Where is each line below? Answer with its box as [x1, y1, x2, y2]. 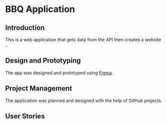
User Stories [5, 112, 45, 120]
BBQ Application [5, 3, 75, 15]
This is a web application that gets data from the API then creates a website [5, 36, 161, 42]
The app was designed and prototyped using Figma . [5, 69, 113, 75]
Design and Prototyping [5, 56, 81, 65]
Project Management [5, 84, 72, 93]
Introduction [5, 23, 45, 32]
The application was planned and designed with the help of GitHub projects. [5, 97, 162, 103]
